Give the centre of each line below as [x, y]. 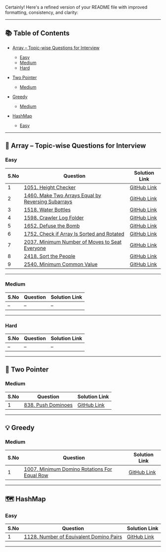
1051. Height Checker [50, 187]
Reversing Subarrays [48, 201]
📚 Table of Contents [38, 33]
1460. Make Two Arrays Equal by [62, 195]
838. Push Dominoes [48, 405]
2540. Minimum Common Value [61, 264]
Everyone [35, 248]
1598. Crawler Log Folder [54, 218]
